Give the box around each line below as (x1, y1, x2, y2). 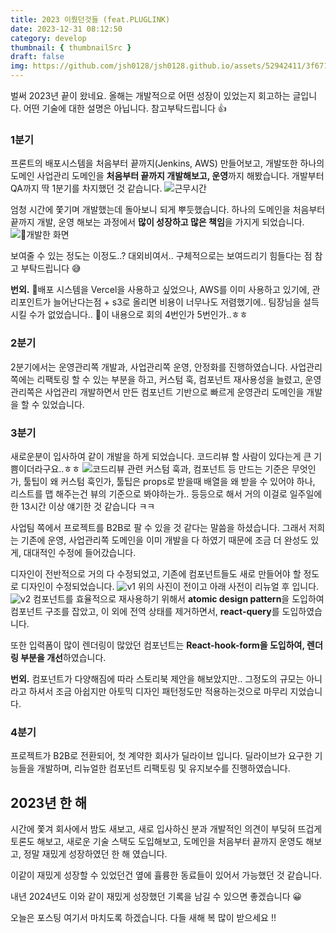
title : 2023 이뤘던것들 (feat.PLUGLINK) (10, 14, 171, 25)
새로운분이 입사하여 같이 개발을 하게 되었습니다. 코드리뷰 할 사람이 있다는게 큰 (10, 450, 312, 462)
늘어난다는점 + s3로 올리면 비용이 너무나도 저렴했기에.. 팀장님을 (53, 296, 302, 308)
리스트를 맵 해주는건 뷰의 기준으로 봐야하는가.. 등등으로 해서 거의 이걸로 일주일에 (10, 487, 323, 500)
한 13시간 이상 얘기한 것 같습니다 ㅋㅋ (10, 500, 156, 512)
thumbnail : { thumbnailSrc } (10, 42, 132, 53)
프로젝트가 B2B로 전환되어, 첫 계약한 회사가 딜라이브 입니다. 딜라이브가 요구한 (10, 750, 313, 762)
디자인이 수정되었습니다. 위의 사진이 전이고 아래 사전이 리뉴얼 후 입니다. (20, 580, 320, 592)
